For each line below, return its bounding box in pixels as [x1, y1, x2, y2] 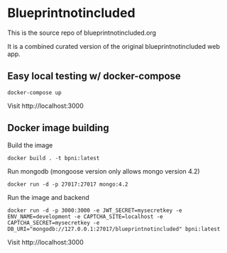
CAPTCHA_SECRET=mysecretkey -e [7, 219, 100, 226]
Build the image [7, 140, 53, 150]
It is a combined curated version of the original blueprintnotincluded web [7, 42, 220, 50]
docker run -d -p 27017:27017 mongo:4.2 [7, 181, 129, 188]
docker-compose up [7, 89, 62, 96]
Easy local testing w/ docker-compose [7, 70, 181, 82]
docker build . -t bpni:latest [7, 154, 100, 162]
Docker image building [7, 122, 109, 134]
